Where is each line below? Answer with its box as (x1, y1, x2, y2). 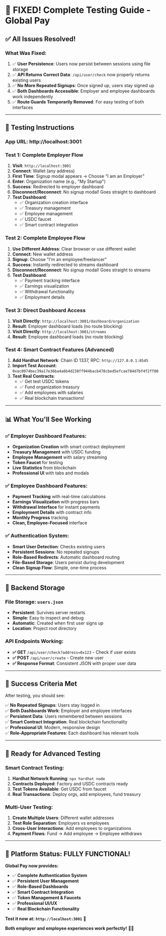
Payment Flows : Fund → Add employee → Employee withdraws (12, 831, 142, 836)
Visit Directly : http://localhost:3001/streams (12, 329, 107, 335)
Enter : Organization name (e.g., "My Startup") (12, 178, 106, 185)
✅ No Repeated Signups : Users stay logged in (5, 702, 100, 708)
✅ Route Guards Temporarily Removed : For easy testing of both (12, 99, 144, 104)
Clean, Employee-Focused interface (12, 520, 87, 526)
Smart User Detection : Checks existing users (12, 543, 105, 549)
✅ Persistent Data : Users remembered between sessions (5, 713, 123, 720)
